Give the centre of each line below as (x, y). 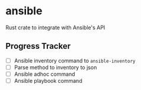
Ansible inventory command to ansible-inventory (75, 60)
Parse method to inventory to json (55, 67)
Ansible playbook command (48, 80)
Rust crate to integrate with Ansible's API (55, 27)
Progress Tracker (38, 46)
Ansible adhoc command (44, 74)
